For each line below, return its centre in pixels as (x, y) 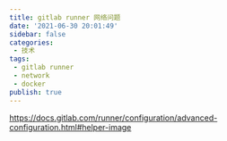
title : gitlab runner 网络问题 (65, 17)
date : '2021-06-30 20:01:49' (64, 26)
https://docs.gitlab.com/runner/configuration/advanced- (113, 118)
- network (31, 76)
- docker (30, 84)
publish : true (36, 92)
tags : (19, 59)
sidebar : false (38, 34)
